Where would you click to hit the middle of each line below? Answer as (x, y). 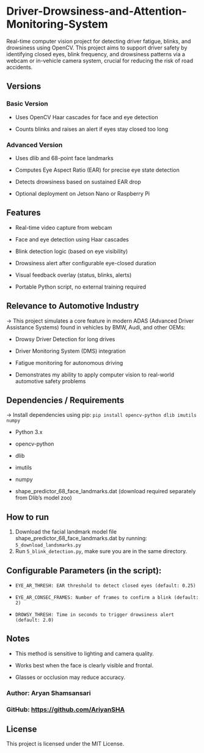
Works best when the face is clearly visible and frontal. (84, 665)
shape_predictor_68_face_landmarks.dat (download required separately (105, 491)
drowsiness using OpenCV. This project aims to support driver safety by (97, 48)
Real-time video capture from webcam (64, 227)
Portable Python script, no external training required (81, 287)
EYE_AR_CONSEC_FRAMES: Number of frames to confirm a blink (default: (107, 597)
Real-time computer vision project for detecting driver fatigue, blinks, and (99, 41)
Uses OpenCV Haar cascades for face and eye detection (86, 117)
